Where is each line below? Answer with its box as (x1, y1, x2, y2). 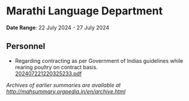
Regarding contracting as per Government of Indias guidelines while (14, 57, 184, 64)
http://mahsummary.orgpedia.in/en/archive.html (6, 88, 126, 95)
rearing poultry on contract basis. (14, 63, 98, 71)
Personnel (6, 41, 46, 51)
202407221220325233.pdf (14, 70, 82, 77)
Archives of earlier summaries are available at (6, 81, 121, 88)
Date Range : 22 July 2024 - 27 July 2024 (6, 24, 110, 31)
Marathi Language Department (6, 4, 163, 18)
